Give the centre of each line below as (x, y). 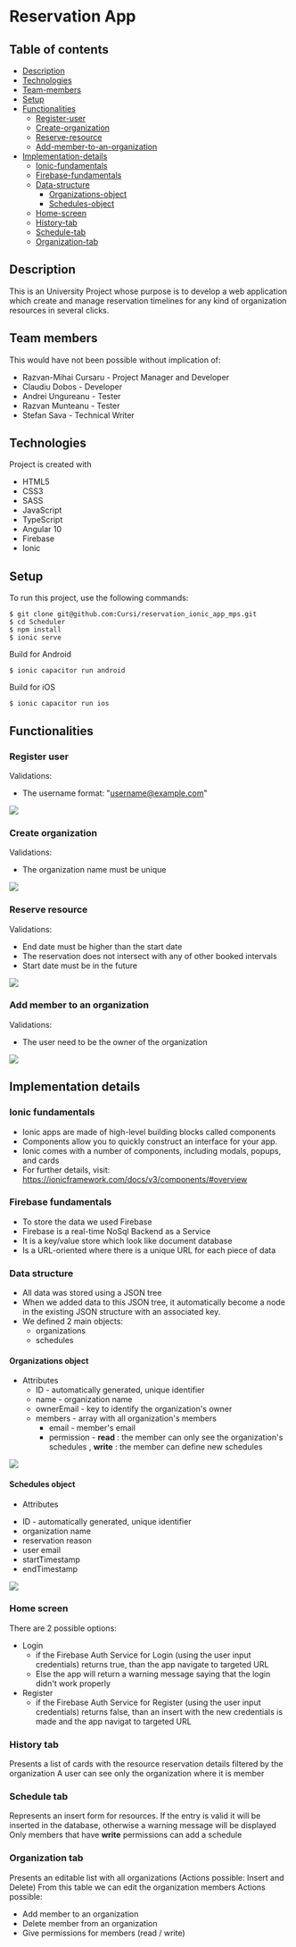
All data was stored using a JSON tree (92, 1293)
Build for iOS (33, 687)
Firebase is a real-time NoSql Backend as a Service (116, 1231)
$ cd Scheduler (37, 623)
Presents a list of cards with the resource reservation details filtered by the (146, 1764)
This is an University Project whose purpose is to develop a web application (148, 291)
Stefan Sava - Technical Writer (78, 415)
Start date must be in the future (80, 965)
